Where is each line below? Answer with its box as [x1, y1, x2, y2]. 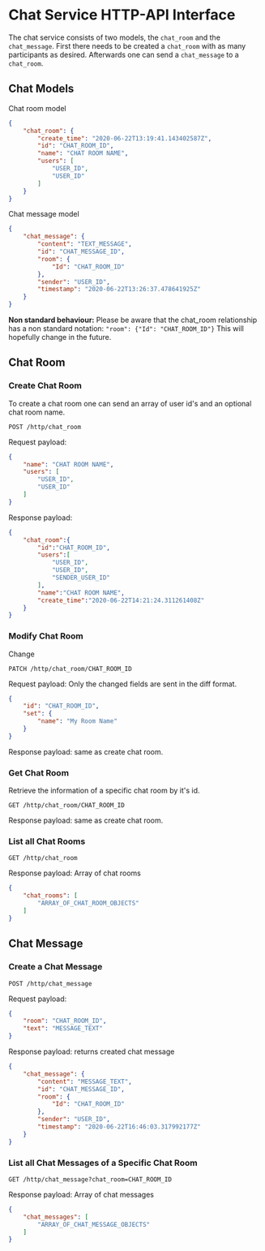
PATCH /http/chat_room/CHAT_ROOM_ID [8, 664, 132, 673]
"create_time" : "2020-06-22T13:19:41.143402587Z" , [37, 134, 212, 143]
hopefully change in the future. [8, 333, 112, 342]
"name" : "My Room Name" [37, 717, 118, 725]
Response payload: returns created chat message [8, 1047, 175, 1056]
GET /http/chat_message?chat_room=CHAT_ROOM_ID [8, 1175, 173, 1184]
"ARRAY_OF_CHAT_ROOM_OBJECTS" [37, 899, 139, 908]
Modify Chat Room [8, 630, 83, 642]
